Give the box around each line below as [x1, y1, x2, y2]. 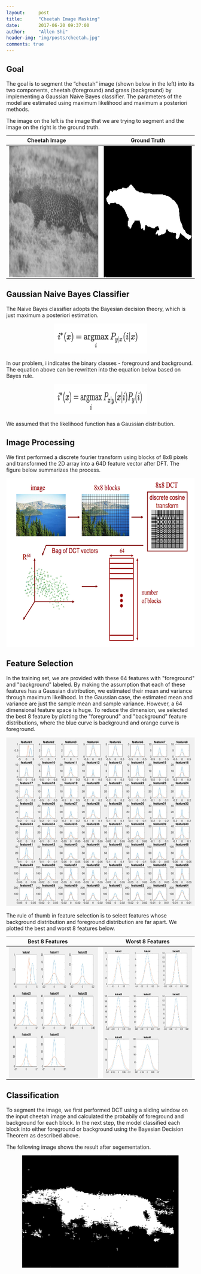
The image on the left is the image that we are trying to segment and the [6, 117, 184, 124]
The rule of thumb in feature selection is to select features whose [6, 911, 167, 919]
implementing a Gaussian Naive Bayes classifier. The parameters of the [6, 93, 182, 100]
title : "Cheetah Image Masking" [6, 16, 100, 22]
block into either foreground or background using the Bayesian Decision [6, 1125, 184, 1133]
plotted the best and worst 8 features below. [6, 925, 115, 932]
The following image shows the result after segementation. [6, 1143, 151, 1151]
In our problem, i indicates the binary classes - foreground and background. [6, 360, 193, 367]
